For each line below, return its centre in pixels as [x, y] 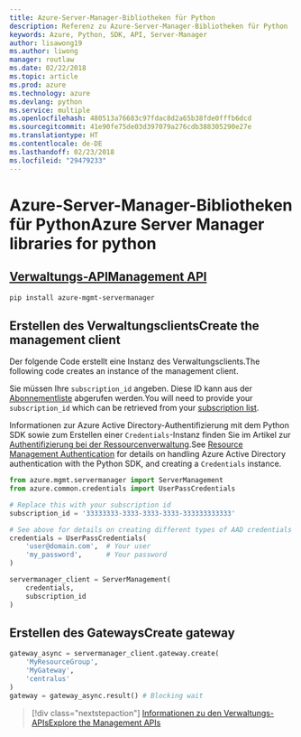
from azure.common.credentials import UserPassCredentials [123, 489]
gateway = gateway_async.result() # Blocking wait [106, 695]
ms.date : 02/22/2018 [48, 69]
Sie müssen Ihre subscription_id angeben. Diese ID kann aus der [131, 388]
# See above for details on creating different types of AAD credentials [151, 529]
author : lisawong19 [46, 43]
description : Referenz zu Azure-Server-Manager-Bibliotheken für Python [149, 26]
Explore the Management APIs [105, 723]
